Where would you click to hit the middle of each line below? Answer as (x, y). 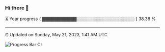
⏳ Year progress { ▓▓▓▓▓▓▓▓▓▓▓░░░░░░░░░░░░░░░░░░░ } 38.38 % (81, 19)
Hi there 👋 (17, 8)
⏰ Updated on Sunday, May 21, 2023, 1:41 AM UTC (56, 35)
